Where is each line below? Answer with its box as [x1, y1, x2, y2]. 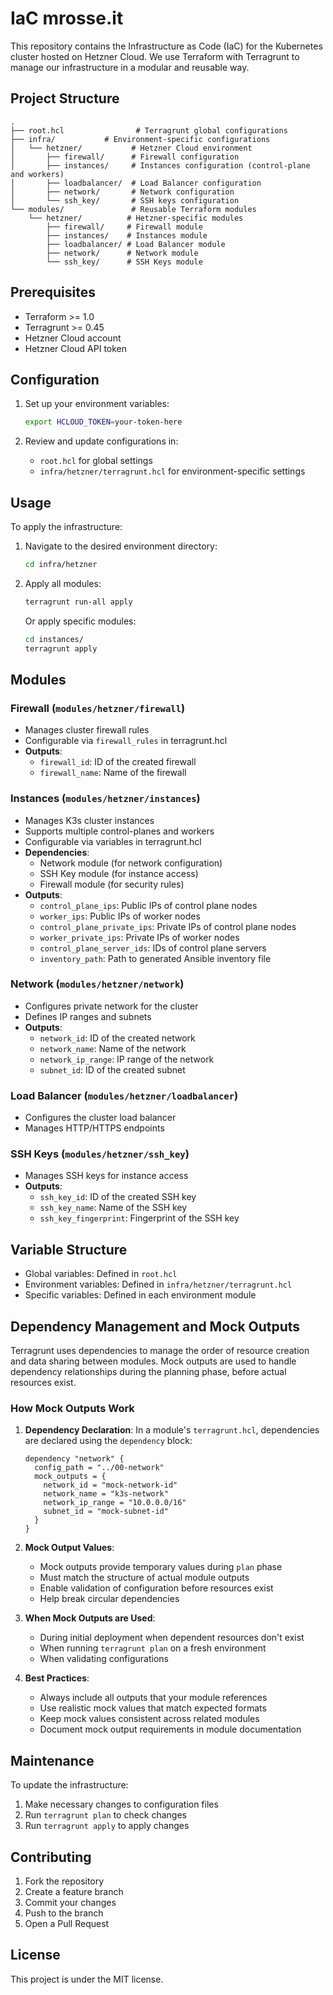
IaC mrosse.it [10, 7, 124, 30]
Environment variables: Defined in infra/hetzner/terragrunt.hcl [24, 1278, 293, 1291]
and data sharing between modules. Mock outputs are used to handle [10, 1355, 297, 1367]
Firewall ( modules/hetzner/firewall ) [10, 701, 186, 715]
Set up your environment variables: [24, 398, 170, 410]
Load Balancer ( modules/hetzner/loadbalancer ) [10, 1088, 239, 1102]
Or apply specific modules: [24, 615, 137, 627]
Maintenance [10, 1752, 95, 1769]
